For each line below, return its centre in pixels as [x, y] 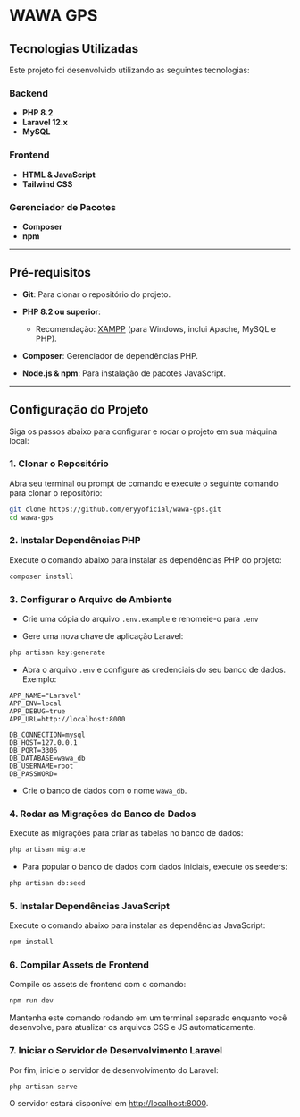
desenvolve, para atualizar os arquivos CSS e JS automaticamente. [133, 1027]
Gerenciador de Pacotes [62, 207]
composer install [42, 576]
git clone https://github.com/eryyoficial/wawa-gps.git [115, 509]
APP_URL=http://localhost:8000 [67, 719]
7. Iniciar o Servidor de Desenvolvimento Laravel [116, 1051]
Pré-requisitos [50, 273]
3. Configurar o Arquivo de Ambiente [91, 599]
